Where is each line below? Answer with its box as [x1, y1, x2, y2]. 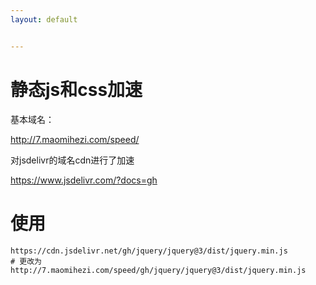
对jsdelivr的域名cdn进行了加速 [10, 154, 135, 166]
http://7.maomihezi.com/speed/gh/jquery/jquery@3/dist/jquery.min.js [10, 265, 307, 275]
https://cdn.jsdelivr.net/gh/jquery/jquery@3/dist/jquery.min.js [10, 246, 288, 256]
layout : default [10, 14, 78, 25]
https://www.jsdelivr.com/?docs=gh [10, 174, 158, 186]
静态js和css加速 [10, 78, 143, 101]
